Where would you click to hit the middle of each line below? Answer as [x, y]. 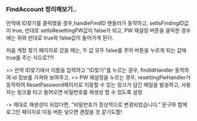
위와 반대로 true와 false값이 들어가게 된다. [65, 38]
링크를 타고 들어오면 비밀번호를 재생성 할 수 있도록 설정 [80, 92]
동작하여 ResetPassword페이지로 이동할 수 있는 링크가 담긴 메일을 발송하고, [93, 85]
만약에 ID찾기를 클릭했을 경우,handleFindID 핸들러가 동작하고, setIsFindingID [95, 23]
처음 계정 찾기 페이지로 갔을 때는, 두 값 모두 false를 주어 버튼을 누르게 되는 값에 [96, 51]
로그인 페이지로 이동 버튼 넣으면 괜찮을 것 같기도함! [64, 112]
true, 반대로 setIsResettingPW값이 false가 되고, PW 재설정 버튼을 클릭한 [96, 31]
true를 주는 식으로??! [30, 58]
